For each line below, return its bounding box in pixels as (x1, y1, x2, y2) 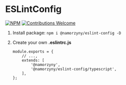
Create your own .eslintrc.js (12, 39, 72, 45)
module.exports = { (12, 49, 54, 54)
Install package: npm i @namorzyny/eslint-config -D (12, 29, 121, 35)
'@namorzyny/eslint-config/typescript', (31, 66, 117, 71)
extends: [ (22, 57, 45, 63)
